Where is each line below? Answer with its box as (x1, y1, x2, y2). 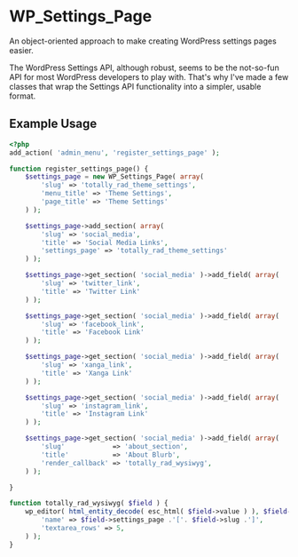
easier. (9, 44, 34, 55)
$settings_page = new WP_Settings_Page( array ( (25, 172, 204, 181)
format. (9, 91, 36, 101)
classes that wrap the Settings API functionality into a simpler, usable (9, 81, 262, 92)
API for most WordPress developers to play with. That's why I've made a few (9, 71, 289, 82)
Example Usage (9, 116, 98, 131)
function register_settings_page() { (9, 164, 149, 173)
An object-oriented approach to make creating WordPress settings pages (9, 36, 277, 46)
